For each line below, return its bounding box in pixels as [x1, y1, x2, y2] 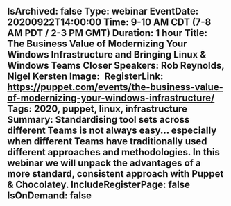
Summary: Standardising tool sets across [7, 114, 190, 126]
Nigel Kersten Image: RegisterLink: [7, 71, 164, 83]
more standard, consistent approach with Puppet [7, 168, 224, 180]
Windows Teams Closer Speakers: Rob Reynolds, [7, 60, 225, 71]
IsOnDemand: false [7, 190, 92, 202]
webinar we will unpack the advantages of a [7, 157, 201, 169]
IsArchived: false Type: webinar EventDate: [7, 6, 199, 17]
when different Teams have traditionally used [7, 135, 207, 148]
